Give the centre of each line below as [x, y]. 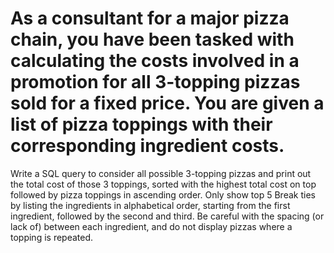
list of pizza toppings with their [141, 124]
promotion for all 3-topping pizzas [155, 82]
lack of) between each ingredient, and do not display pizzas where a [151, 226]
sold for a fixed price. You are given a [167, 103]
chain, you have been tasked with [152, 39]
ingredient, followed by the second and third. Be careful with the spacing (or [167, 216]
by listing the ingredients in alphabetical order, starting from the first [150, 205]
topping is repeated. [52, 237]
